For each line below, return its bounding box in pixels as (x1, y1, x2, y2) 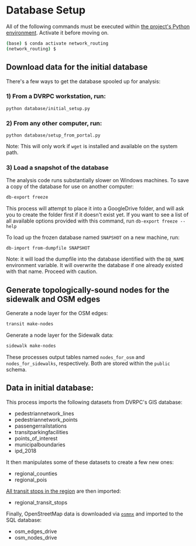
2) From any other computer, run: (6, 119, 102, 127)
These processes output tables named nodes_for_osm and (6, 353, 145, 360)
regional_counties (14, 470, 57, 477)
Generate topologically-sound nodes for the (6, 285, 170, 295)
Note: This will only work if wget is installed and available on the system (6, 143, 178, 150)
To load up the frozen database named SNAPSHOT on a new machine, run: (6, 234, 180, 241)
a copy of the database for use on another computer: (6, 183, 134, 190)
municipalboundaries (14, 441, 66, 448)
